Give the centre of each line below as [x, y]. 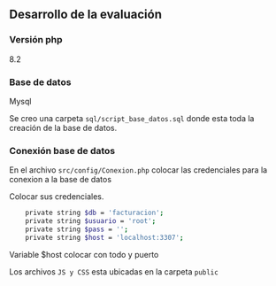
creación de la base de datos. [63, 128]
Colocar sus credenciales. [57, 197]
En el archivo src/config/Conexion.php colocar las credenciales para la [138, 170]
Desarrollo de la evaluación [85, 15]
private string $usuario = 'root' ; [91, 221]
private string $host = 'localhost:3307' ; [104, 237]
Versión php [36, 40]
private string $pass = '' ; [77, 229]
